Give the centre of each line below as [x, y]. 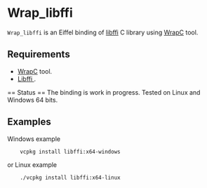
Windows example [34, 139]
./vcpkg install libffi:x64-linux [70, 177]
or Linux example [32, 164]
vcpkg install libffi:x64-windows [70, 152]
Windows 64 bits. [33, 100]
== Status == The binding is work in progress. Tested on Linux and [104, 92]
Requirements [39, 54]
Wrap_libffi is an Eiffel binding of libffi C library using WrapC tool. [103, 32]
